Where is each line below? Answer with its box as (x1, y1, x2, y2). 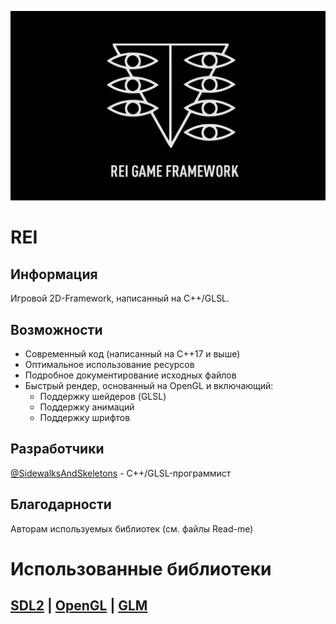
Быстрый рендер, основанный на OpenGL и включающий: (24, 380, 274, 391)
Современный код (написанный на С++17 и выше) (24, 348, 241, 360)
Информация (10, 266, 98, 283)
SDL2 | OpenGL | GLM (10, 597, 148, 615)
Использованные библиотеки (10, 557, 272, 580)
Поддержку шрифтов (39, 412, 131, 423)
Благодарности (10, 496, 112, 513)
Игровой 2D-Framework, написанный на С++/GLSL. (10, 292, 230, 305)
